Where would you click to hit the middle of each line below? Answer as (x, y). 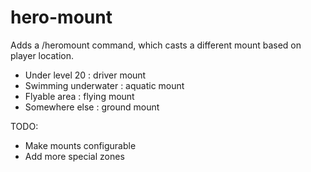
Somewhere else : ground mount (92, 107)
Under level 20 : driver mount (85, 75)
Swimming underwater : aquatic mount (104, 85)
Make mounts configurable (80, 145)
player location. (42, 55)
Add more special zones (74, 156)
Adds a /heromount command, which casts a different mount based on (156, 45)
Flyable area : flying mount (79, 96)
